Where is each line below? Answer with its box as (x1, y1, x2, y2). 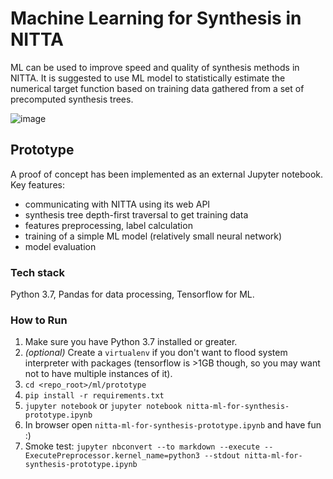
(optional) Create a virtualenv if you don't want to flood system (24, 347, 288, 359)
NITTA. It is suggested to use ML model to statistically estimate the (10, 72, 286, 84)
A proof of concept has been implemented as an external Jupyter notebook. (10, 168, 324, 180)
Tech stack (10, 265, 65, 279)
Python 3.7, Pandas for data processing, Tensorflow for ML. (10, 288, 255, 301)
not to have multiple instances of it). (24, 368, 173, 380)
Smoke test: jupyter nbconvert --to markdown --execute (24, 440, 260, 452)
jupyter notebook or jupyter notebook (24, 400, 183, 412)
